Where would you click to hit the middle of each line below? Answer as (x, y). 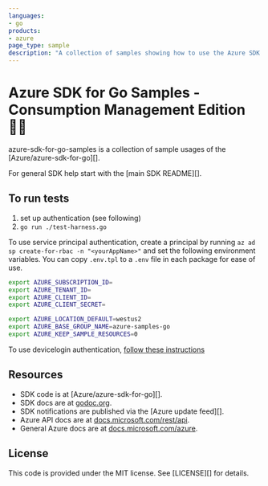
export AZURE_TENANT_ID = (50, 290)
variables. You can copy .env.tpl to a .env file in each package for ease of (132, 259)
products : (25, 31)
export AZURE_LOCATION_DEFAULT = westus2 (75, 319)
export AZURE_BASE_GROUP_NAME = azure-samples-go (89, 327)
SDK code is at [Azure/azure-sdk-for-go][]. (91, 394)
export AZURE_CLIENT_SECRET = (57, 305)
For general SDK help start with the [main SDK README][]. (105, 173)
